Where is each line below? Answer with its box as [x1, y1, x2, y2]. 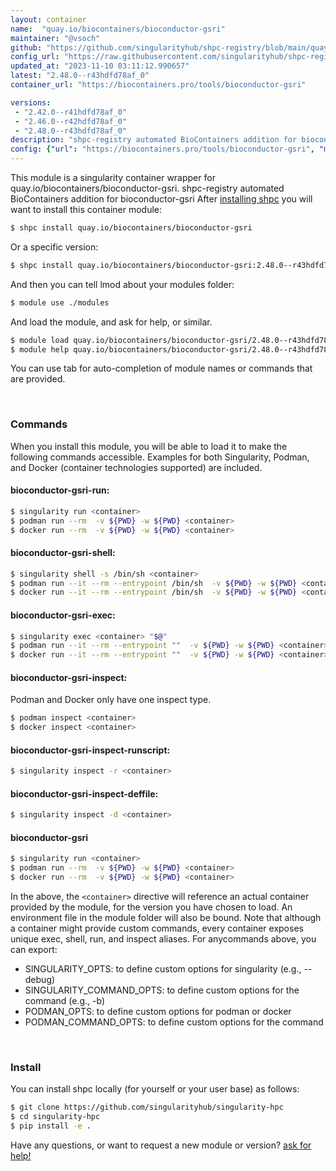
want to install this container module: [10, 204, 163, 215]
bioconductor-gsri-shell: [10, 547, 116, 559]
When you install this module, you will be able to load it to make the [10, 440, 288, 452]
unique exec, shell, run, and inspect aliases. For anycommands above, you [10, 933, 317, 945]
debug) [24, 974, 56, 986]
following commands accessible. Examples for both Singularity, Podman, [10, 451, 310, 463]
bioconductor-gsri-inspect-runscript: [10, 744, 171, 756]
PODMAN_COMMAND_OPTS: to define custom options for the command [24, 1016, 324, 1028]
